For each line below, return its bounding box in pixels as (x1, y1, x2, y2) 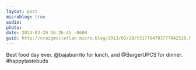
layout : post (6, 8, 38, 14)
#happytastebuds (6, 57, 48, 64)
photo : (6, 24, 22, 31)
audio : (6, 19, 22, 25)
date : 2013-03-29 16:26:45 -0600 (6, 30, 87, 36)
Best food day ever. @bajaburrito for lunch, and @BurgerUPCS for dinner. (6, 51, 183, 58)
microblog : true (6, 14, 45, 20)
